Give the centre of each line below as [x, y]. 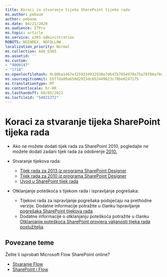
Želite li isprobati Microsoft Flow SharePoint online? [58, 254]
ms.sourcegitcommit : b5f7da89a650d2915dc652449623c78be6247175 [72, 79]
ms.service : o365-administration [40, 38]
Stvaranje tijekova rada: [37, 161]
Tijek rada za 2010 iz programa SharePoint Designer [73, 176]
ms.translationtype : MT [30, 83]
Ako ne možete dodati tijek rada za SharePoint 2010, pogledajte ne [80, 146]
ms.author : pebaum [24, 14]
